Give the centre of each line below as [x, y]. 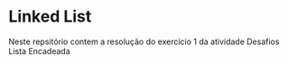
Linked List [50, 17]
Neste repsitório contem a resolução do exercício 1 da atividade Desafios [144, 41]
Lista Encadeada [39, 50]
